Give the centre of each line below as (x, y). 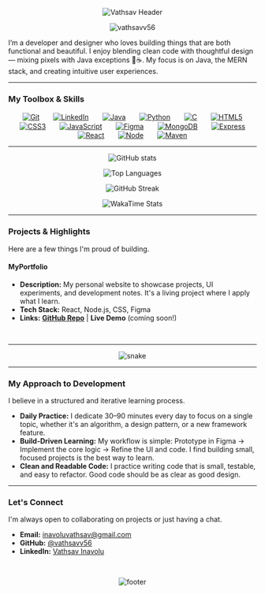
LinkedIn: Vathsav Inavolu (62, 551)
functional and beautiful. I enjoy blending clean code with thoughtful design (131, 51)
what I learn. (40, 301)
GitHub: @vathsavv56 (56, 543)
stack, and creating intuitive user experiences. (83, 71)
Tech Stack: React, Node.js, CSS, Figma (85, 309)
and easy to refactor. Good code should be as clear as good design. (130, 475)
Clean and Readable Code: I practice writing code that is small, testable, (138, 466)
